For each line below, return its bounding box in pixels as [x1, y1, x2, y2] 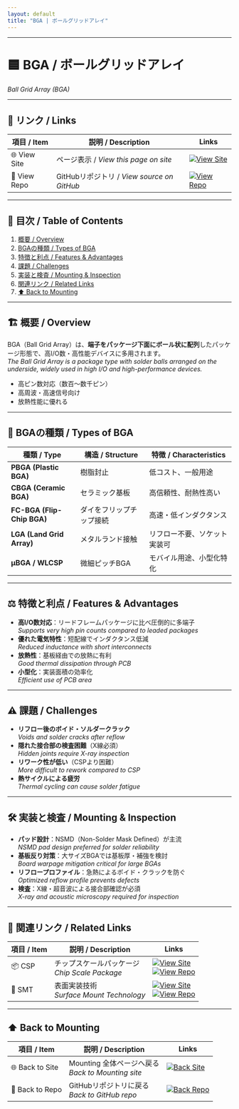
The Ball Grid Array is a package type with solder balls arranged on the [7, 357, 217, 365]
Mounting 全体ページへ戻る [68, 1058, 160, 1068]
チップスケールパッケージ [54, 958, 140, 968]
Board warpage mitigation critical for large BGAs [17, 859, 161, 868]
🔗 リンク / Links [7, 114, 77, 126]
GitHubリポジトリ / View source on [55, 172, 174, 182]
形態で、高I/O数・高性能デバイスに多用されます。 [19, 349, 165, 358]
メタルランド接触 [80, 534, 137, 544]
